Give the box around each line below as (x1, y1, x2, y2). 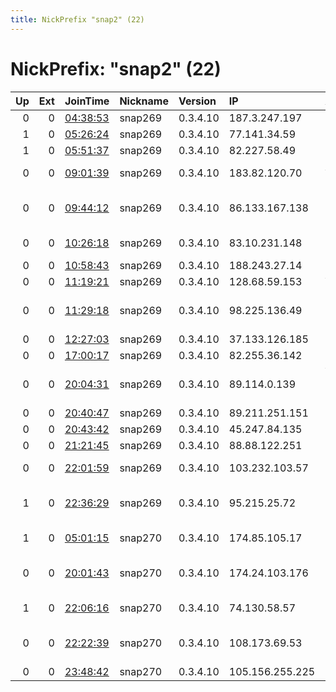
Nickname (119, 94, 169, 108)
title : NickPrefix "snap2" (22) (10, 14, 145, 25)
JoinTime (64, 94, 110, 108)
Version (178, 94, 217, 108)
